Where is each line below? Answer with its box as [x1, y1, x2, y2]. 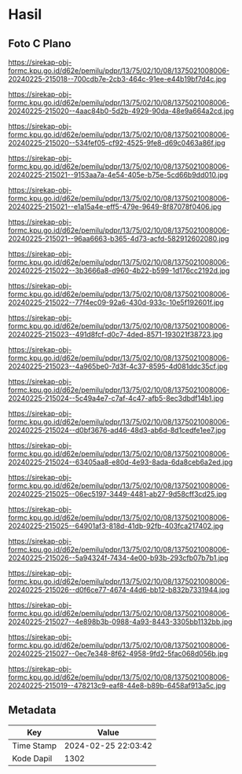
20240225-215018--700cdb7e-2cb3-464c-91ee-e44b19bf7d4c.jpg [8, 75, 226, 83]
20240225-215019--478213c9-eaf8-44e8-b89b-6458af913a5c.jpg [8, 681, 226, 690]
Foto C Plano [8, 37, 71, 50]
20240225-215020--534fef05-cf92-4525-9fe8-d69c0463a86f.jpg [8, 138, 225, 147]
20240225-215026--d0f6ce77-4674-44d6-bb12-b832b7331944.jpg [8, 585, 230, 594]
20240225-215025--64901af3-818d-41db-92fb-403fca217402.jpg [8, 521, 224, 530]
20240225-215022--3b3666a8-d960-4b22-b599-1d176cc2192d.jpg [8, 266, 230, 275]
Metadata [8, 703, 57, 717]
